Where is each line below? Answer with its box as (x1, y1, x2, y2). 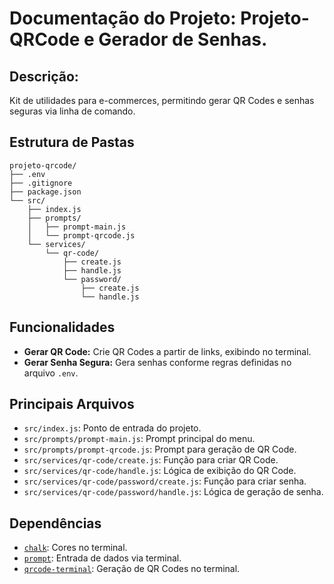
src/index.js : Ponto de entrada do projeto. (23, 422, 202, 434)
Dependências (9, 515, 102, 532)
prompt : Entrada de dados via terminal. (23, 552, 182, 564)
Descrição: (9, 68, 79, 85)
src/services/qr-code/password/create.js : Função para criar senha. (23, 475, 307, 487)
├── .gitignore (9, 178, 73, 188)
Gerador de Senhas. (98, 28, 268, 51)
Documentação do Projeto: (9, 7, 237, 30)
